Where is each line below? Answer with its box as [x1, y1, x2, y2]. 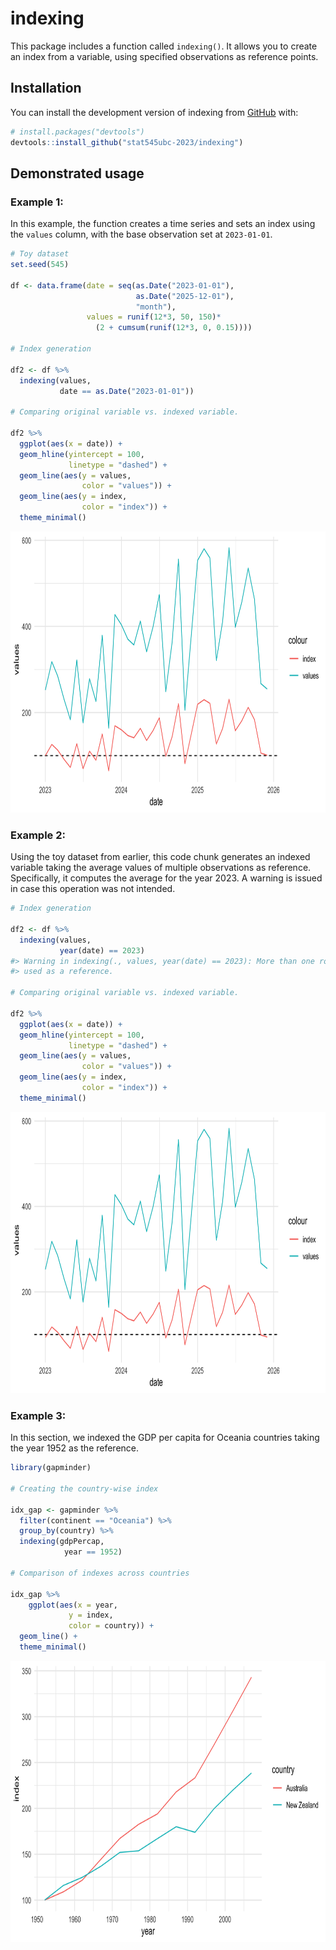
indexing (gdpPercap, [19, 1537, 105, 1547]
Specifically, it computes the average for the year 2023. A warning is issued [10, 872, 323, 884]
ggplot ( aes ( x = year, [28, 1600, 118, 1610]
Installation [10, 80, 82, 97]
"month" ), [135, 302, 177, 312]
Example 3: [10, 1408, 67, 1422]
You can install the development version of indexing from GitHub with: [10, 106, 299, 118]
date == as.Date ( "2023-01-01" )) [59, 386, 195, 396]
